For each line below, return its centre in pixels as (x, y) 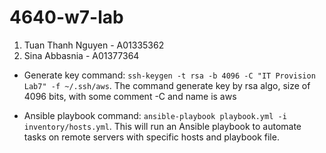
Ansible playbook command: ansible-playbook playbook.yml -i (155, 115)
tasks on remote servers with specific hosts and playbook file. (151, 137)
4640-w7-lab (66, 17)
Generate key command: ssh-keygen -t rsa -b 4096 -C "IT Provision (169, 75)
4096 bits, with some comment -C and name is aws (130, 96)
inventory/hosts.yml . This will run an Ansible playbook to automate (162, 126)
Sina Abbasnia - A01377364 (81, 55)
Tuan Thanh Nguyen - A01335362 (94, 45)
